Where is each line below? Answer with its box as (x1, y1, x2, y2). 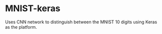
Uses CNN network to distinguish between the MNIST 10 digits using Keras (5, 19, 158, 25)
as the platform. (5, 24, 37, 30)
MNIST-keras (5, 3, 61, 14)
